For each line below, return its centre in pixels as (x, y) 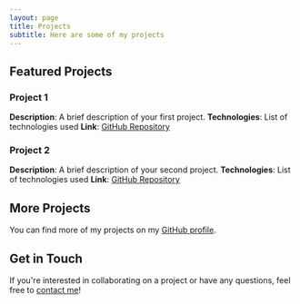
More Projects (50, 208)
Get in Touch (46, 258)
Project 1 (29, 97)
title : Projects (40, 26)
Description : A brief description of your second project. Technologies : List (150, 170)
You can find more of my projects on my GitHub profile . (113, 230)
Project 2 (30, 150)
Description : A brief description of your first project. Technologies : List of (149, 117)
